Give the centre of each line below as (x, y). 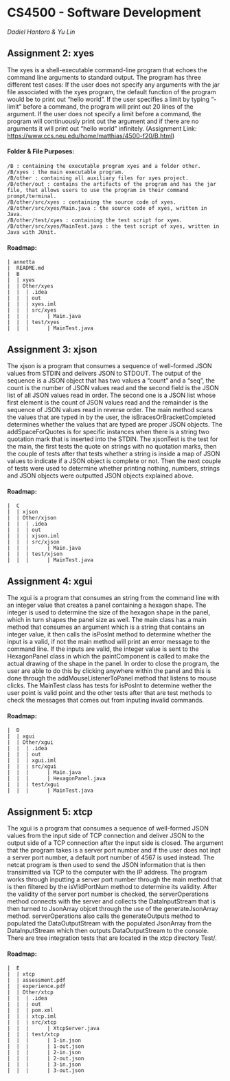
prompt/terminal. (32, 196)
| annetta (21, 262)
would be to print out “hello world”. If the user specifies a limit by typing (108, 99)
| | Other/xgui (30, 742)
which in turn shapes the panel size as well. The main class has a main (107, 619)
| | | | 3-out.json (46, 1071)
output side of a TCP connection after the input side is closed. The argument (115, 843)
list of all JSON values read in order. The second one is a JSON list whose (112, 395)
